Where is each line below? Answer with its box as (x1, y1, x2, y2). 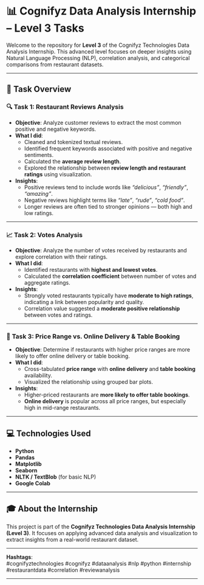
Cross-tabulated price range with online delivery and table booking (24, 365, 196, 373)
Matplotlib (15, 460, 42, 468)
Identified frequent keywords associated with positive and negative (24, 145, 192, 152)
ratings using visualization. (24, 170, 92, 178)
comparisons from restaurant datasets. (6, 61, 104, 68)
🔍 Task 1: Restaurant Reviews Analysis (6, 103, 124, 111)
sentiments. (24, 151, 53, 158)
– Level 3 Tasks (6, 21, 85, 35)
